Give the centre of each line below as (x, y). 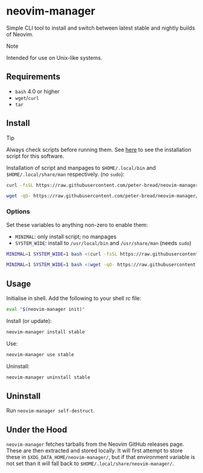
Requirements (33, 77)
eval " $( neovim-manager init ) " (46, 310)
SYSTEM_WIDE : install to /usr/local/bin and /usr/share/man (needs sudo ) (103, 243)
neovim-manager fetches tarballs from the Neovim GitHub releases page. (95, 444)
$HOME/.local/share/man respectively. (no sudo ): (66, 174)
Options (18, 212)
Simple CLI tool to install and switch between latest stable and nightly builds (101, 28)
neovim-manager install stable (46, 332)
